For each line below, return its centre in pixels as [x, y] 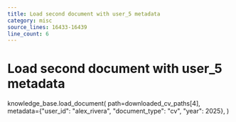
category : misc [30, 21]
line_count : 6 [28, 34]
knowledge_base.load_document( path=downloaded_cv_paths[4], [104, 104]
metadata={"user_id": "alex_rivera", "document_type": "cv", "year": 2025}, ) [118, 111]
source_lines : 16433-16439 [47, 27]
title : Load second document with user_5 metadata [84, 14]
